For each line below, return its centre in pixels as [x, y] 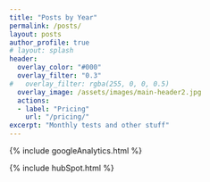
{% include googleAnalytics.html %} [76, 151]
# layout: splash [42, 51]
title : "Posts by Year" [54, 17]
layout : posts [36, 34]
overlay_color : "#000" [59, 68]
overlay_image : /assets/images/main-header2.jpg [109, 92]
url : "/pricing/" [58, 117]
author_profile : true [50, 42]
